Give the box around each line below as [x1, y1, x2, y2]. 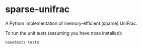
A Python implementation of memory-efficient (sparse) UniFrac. [5, 20, 137, 26]
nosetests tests [5, 39, 39, 45]
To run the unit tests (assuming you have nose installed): [5, 30, 122, 36]
